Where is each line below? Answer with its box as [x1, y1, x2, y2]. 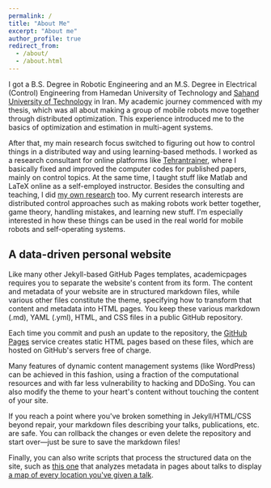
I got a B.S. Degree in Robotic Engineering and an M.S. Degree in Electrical [8, 79, 257, 89]
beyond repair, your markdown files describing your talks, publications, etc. [8, 419, 260, 430]
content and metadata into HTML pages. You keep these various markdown [8, 303, 260, 313]
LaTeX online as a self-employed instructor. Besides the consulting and [8, 181, 245, 190]
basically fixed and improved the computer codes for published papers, [8, 164, 247, 173]
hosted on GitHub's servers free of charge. [8, 345, 152, 355]
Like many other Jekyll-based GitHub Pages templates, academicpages [8, 269, 248, 279]
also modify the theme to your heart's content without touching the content [8, 387, 259, 396]
